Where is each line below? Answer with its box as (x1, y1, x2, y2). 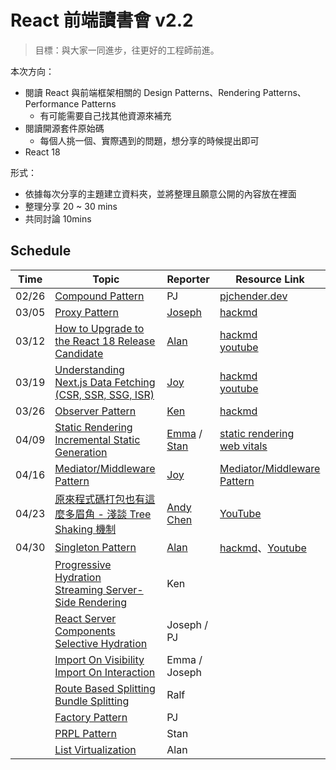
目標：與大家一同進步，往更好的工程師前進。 (34, 44, 220, 56)
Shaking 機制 (54, 522, 117, 536)
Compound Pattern (54, 289, 145, 303)
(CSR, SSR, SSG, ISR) (54, 387, 155, 401)
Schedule (10, 242, 72, 260)
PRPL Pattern (54, 726, 117, 740)
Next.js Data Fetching (54, 375, 156, 389)
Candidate (54, 346, 104, 360)
